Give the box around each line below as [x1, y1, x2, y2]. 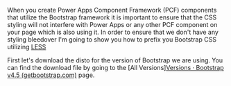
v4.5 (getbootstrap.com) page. [7, 71, 95, 79]
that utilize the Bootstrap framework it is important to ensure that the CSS [7, 13, 217, 21]
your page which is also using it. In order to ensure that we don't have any [7, 28, 219, 36]
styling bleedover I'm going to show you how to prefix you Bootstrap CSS [7, 35, 217, 44]
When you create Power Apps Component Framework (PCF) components [7, 6, 217, 14]
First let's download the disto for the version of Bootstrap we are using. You [7, 56, 223, 64]
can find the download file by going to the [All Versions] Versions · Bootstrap [7, 64, 224, 71]
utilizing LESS [7, 43, 46, 51]
